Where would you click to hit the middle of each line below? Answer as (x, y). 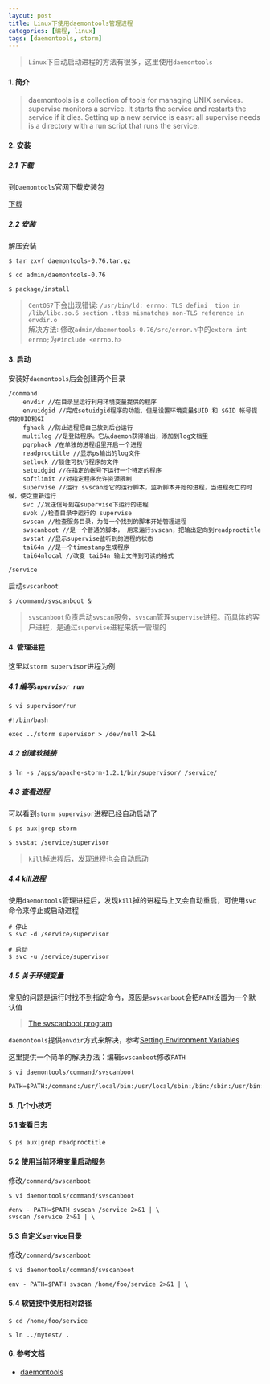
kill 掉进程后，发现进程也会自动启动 (88, 859)
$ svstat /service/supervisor (59, 843)
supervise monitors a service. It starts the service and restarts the (137, 109)
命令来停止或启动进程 (43, 911)
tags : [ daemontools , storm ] (55, 38)
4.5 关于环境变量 (36, 975)
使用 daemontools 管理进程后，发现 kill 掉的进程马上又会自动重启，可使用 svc (132, 900)
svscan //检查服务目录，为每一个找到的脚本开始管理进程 (105, 522)
